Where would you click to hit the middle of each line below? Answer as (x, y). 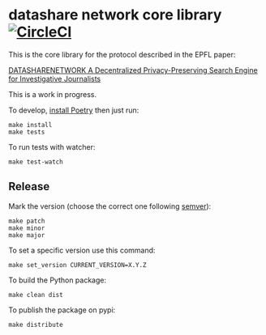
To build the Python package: (58, 280)
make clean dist (36, 295)
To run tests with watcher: (52, 146)
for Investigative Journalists (55, 78)
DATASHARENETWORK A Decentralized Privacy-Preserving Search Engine (133, 70)
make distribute (36, 324)
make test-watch (36, 162)
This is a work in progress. (53, 94)
